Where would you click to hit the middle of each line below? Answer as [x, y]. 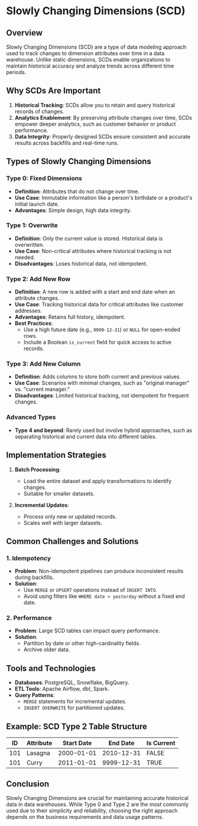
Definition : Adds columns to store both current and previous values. [98, 377]
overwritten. [29, 245]
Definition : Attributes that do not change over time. [77, 191]
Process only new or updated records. [70, 516]
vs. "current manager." [42, 389]
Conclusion [28, 784]
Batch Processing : [38, 469]
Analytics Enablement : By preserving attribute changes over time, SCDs [103, 117]
